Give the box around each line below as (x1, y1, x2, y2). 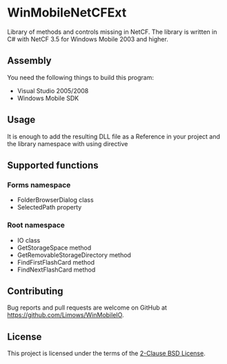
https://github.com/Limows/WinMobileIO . (7, 311, 124, 319)
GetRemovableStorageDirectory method (17, 250, 131, 259)
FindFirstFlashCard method (17, 258, 95, 266)
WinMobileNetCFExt (7, 5, 127, 21)
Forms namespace (7, 180, 71, 190)
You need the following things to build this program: (7, 73, 154, 81)
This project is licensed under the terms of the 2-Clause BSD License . (7, 350, 206, 358)
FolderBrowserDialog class (17, 196, 95, 204)
